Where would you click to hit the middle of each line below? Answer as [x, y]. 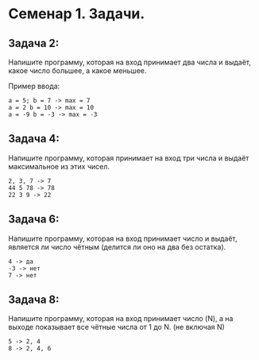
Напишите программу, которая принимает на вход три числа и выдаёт [129, 158]
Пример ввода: [34, 86]
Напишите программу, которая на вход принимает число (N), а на [121, 319]
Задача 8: [34, 300]
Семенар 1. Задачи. [77, 14]
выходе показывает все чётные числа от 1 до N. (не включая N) [116, 327]
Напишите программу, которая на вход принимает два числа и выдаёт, [130, 62]
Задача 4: [34, 139]
